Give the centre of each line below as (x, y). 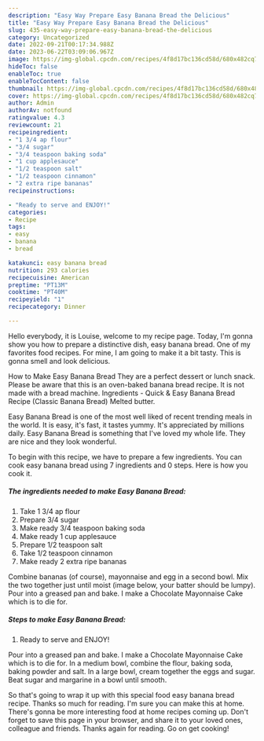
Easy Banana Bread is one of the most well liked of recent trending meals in (130, 416)
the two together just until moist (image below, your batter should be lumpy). (132, 585)
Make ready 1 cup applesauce (68, 536)
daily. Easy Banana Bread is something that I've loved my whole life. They (127, 433)
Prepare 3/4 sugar (49, 519)
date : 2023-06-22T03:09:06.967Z (61, 52)
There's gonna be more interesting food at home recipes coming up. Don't (128, 711)
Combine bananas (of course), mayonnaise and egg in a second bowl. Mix (128, 576)
